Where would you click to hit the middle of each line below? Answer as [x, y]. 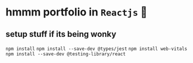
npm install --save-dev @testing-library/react [66, 54]
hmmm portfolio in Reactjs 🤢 [77, 12]
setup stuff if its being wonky [61, 34]
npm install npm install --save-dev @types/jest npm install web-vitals [96, 49]
